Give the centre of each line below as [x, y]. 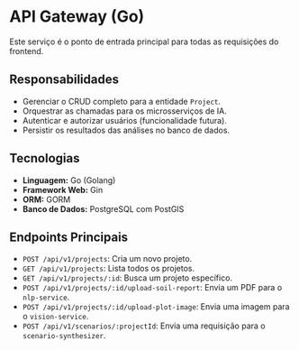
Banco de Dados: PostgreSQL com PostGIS [103, 208]
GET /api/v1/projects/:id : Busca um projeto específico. [127, 278]
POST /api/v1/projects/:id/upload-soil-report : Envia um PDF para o [152, 288]
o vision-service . [55, 317]
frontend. [27, 51]
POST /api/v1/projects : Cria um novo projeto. [107, 259]
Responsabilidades [64, 80]
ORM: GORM [46, 199]
